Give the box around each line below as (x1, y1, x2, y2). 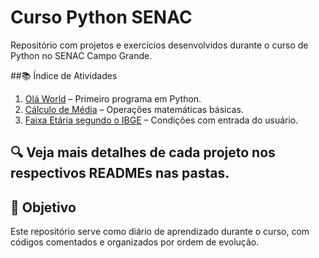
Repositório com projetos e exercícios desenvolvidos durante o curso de (10, 39, 309, 51)
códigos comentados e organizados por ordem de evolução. (10, 236, 260, 248)
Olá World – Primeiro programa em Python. (24, 92, 202, 105)
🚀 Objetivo (10, 199, 77, 216)
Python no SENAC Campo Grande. (10, 49, 153, 61)
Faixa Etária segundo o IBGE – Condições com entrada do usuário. (24, 114, 299, 126)
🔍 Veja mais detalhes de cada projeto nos (10, 144, 276, 161)
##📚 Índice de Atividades (10, 69, 118, 81)
